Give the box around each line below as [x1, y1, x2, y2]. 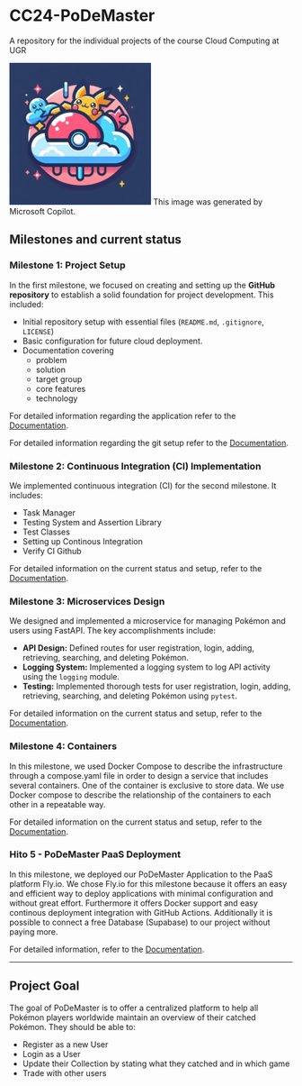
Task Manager [22, 506, 76, 518]
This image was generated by [152, 196, 263, 207]
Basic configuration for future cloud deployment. [22, 335, 203, 346]
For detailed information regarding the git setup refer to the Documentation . [9, 437, 289, 448]
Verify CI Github [22, 545, 83, 556]
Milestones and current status [9, 232, 182, 248]
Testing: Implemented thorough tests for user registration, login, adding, [22, 681, 291, 692]
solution [35, 364, 66, 375]
